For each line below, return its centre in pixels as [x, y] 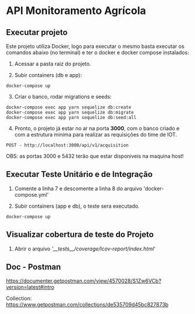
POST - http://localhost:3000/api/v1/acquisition [68, 145]
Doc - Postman [33, 267]
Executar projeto [37, 32]
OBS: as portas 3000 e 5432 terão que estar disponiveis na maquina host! [95, 156]
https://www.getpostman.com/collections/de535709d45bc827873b [87, 305]
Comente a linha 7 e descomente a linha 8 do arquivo [78, 189]
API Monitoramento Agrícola [76, 11]
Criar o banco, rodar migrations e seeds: [63, 97]
